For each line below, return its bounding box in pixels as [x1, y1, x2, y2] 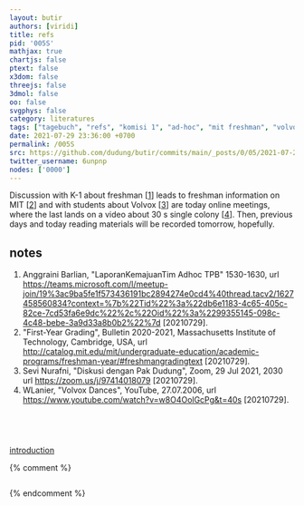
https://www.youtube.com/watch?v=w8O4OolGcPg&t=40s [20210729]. [22, 394, 290, 405]
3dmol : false [9, 89, 59, 98]
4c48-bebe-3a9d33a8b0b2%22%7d [22, 317, 161, 328]
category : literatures [9, 114, 95, 123]
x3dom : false [9, 73, 59, 82]
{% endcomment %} [9, 488, 86, 499]
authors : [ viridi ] [9, 22, 79, 31]
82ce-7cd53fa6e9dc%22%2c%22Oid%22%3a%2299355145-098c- [22, 307, 280, 318]
